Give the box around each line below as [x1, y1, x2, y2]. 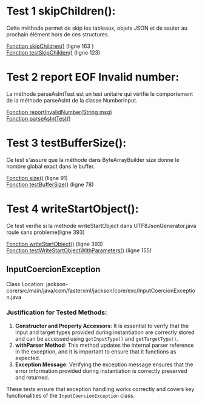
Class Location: [6, 280, 45, 287]
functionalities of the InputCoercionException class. [6, 392, 135, 399]
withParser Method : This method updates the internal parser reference [15, 341, 194, 349]
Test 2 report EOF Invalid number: [6, 70, 180, 84]
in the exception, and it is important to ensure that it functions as [15, 347, 177, 355]
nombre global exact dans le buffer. [6, 162, 95, 170]
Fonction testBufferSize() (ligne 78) [6, 181, 94, 188]
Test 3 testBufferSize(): [6, 136, 127, 150]
